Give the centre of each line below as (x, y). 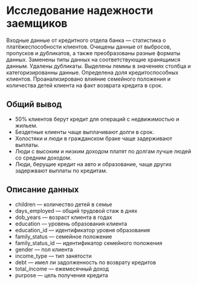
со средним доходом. (43, 158)
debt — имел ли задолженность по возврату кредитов (85, 262)
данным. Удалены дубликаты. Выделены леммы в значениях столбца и (99, 66)
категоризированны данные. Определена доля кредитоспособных (92, 72)
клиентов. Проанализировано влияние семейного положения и (89, 79)
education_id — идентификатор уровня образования (82, 230)
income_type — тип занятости (53, 256)
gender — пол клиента (44, 249)
